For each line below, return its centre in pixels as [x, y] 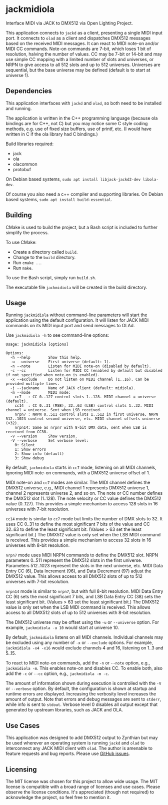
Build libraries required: [30, 144]
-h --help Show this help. [46, 358]
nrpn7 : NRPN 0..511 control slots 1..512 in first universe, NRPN [86, 415]
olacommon [25, 164]
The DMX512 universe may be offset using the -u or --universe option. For [82, 622]
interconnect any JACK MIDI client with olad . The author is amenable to [79, 748]
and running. [19, 108]
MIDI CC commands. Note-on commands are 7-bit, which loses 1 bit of [78, 49]
